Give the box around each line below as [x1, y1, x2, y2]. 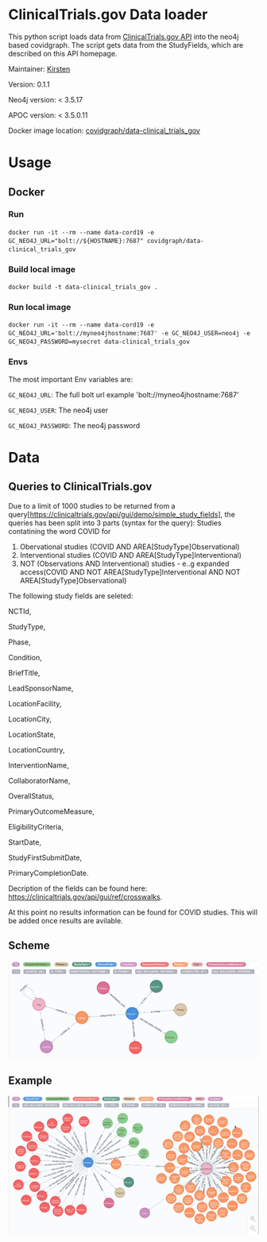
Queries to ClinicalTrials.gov [8, 480, 153, 493]
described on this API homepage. [8, 48, 118, 58]
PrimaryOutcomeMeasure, [8, 807, 95, 816]
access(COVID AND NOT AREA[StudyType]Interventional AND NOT [19, 567, 241, 577]
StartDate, [8, 837, 42, 847]
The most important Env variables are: [8, 374, 133, 384]
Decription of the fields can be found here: [8, 884, 148, 893]
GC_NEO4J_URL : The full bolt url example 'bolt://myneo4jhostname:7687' [8, 389, 240, 399]
